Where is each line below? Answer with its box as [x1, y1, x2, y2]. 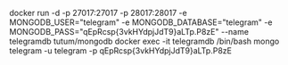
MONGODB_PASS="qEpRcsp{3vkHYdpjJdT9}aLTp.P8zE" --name [9, 27, 250, 37]
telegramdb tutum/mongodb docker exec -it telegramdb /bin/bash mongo [9, 36, 280, 46]
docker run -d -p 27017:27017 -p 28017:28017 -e [9, 8, 187, 18]
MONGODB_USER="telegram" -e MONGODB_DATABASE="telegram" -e [9, 17, 273, 28]
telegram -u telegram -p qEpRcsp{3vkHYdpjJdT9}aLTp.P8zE [9, 45, 232, 56]
